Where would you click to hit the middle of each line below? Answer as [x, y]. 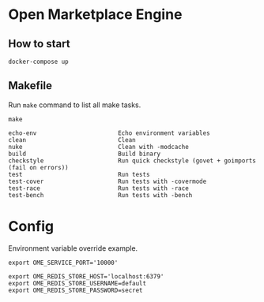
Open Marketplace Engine [95, 15]
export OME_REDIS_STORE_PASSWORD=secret [76, 290]
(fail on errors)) [38, 167]
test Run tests [79, 174]
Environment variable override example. [73, 248]
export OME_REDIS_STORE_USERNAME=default [77, 283]
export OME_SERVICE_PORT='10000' [63, 263]
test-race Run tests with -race [99, 188]
